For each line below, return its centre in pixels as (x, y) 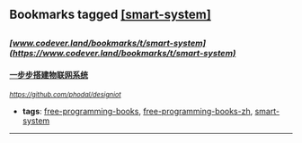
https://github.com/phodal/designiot (65, 94)
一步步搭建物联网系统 (49, 75)
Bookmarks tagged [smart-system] (110, 15)
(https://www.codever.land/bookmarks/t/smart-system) (123, 53)
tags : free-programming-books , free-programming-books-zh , (138, 111)
